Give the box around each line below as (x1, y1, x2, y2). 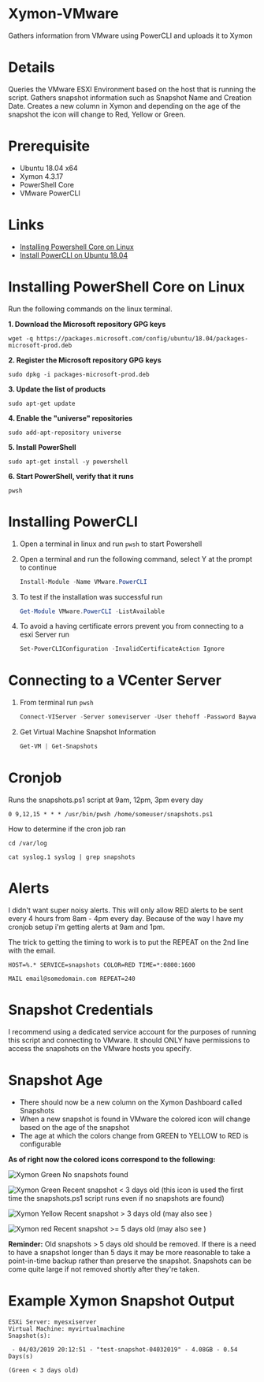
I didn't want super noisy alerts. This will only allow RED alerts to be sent (8, 905, 244, 915)
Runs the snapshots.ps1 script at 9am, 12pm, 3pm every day (8, 795, 203, 804)
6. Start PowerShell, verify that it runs (8, 471, 134, 481)
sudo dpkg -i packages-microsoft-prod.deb (8, 370, 150, 378)
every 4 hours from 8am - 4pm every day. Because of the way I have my (8, 913, 244, 923)
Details (8, 58, 55, 76)
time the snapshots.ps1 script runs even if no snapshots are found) (8, 1193, 225, 1202)
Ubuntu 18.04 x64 (19, 163, 79, 173)
